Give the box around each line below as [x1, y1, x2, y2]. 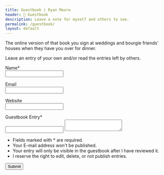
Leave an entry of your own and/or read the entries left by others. [5, 55, 141, 61]
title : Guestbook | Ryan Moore [5, 7, 71, 13]
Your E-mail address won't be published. [12, 142, 97, 149]
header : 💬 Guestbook [5, 12, 49, 17]
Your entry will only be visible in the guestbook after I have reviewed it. [12, 148, 159, 154]
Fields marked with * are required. [12, 137, 84, 143]
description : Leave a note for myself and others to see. [5, 17, 129, 22]
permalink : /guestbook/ [5, 21, 55, 27]
